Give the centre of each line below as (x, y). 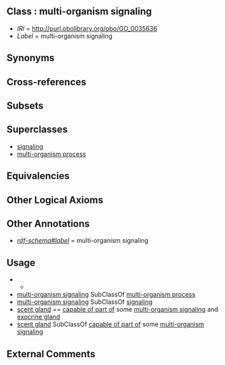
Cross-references (47, 82)
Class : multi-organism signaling (79, 12)
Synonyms (31, 58)
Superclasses (37, 130)
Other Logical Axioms (55, 200)
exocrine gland (38, 317)
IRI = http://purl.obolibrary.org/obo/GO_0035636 (87, 28)
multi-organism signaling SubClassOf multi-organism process (106, 295)
